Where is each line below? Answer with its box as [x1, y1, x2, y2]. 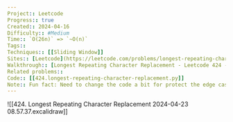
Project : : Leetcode [7, 10, 64, 17]
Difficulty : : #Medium [7, 29, 70, 37]
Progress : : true [7, 17, 54, 24]
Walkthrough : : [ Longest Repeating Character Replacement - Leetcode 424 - [7, 62, 228, 69]
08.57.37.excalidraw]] [7, 107, 68, 116]
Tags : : [7, 42, 26, 49]
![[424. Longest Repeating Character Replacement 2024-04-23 [7, 100, 189, 108]
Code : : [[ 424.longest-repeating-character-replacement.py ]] [7, 74, 185, 82]
